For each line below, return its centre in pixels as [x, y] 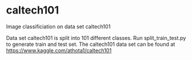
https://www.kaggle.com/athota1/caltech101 [59, 50]
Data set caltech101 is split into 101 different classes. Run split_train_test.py [96, 38]
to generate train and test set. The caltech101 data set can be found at [91, 44]
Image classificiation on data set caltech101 [58, 26]
